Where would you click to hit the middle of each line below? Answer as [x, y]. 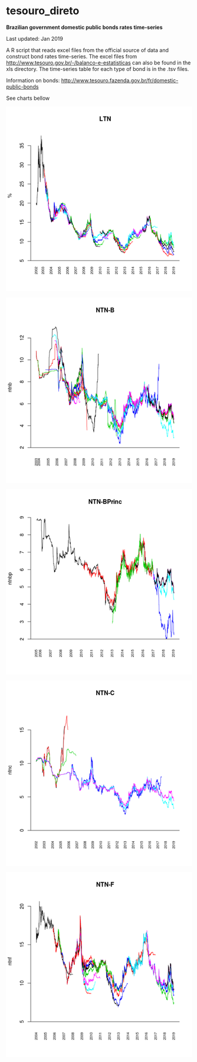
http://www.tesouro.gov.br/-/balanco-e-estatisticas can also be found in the [98, 63]
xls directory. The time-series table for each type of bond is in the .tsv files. [98, 69]
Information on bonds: [33, 80]
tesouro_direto [43, 11]
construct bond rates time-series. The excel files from [72, 56]
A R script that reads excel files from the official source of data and [88, 50]
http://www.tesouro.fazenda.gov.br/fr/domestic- [120, 80]
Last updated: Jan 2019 [35, 38]
